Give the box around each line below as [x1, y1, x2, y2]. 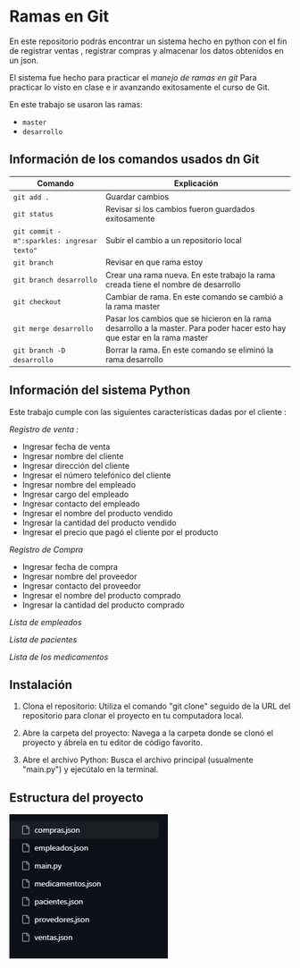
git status [12, 210, 54, 219]
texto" [12, 246, 37, 255]
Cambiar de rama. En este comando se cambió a [105, 291, 284, 301]
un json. [9, 55, 38, 65]
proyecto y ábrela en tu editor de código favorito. [21, 737, 204, 748]
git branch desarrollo [12, 276, 98, 284]
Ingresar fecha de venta [21, 441, 111, 452]
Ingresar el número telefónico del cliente [21, 470, 171, 480]
